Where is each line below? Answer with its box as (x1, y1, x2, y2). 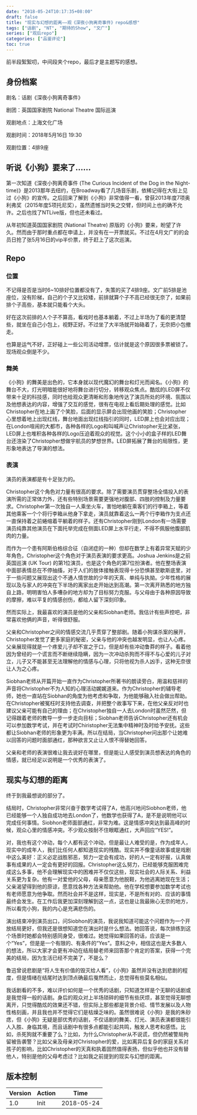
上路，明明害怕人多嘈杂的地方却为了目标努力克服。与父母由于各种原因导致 (11, 588, 191, 595)
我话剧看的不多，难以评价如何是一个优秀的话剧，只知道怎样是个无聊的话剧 (6, 986, 186, 993)
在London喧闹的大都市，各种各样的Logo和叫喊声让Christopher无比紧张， (6, 423, 184, 430)
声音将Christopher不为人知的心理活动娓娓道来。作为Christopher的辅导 (6, 685, 176, 692)
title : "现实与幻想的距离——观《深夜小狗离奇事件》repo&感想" (6, 19, 140, 25)
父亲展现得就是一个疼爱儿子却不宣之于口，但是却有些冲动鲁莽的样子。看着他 (6, 643, 191, 650)
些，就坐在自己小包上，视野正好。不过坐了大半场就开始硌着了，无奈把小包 (6, 321, 186, 328)
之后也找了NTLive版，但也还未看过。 (16, 209, 106, 216)
